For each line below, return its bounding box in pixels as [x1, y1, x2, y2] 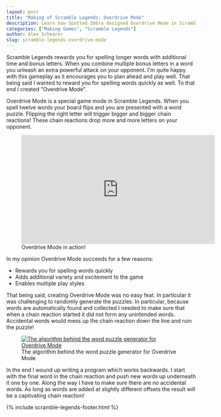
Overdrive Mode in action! [21, 244, 86, 251]
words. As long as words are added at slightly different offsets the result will [6, 386, 196, 393]
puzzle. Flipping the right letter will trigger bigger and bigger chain [6, 110, 171, 117]
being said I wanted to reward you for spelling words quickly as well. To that [6, 79, 195, 86]
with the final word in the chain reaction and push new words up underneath [6, 373, 196, 380]
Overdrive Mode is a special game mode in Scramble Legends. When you [6, 97, 189, 105]
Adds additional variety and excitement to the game [14, 273, 144, 280]
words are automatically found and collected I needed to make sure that [6, 305, 185, 311]
